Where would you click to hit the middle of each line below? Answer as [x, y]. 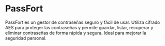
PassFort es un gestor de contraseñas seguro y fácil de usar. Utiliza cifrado [82, 22]
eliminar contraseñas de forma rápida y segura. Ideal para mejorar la [76, 33]
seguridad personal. [26, 38]
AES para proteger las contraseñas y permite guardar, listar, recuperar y [79, 27]
